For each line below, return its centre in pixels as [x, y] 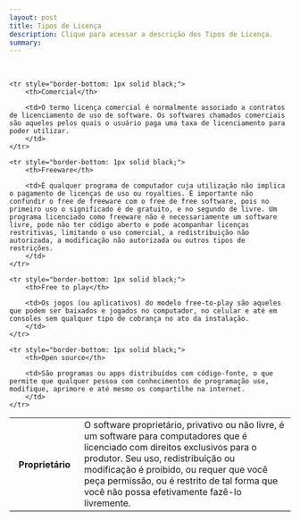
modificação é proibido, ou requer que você [176, 470]
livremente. [108, 503]
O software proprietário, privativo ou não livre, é [184, 425]
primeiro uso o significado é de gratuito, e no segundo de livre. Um [143, 210]
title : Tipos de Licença [55, 26]
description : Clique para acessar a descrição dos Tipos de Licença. [142, 34]
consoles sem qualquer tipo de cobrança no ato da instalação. [129, 319]
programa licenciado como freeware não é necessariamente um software [143, 217]
